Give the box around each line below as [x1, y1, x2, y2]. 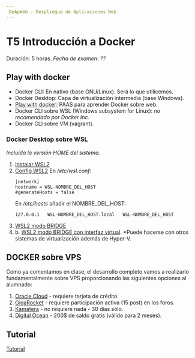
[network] [14, 178, 40, 184]
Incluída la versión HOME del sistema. [6, 149, 101, 156]
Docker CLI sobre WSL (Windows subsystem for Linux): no [14, 107, 161, 115]
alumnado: [6, 281, 32, 288]
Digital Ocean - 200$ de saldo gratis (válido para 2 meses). [14, 312, 162, 319]
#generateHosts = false [14, 189, 75, 195]
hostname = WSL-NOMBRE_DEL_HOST [14, 184, 96, 190]
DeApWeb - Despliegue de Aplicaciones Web [8, 8, 117, 15]
